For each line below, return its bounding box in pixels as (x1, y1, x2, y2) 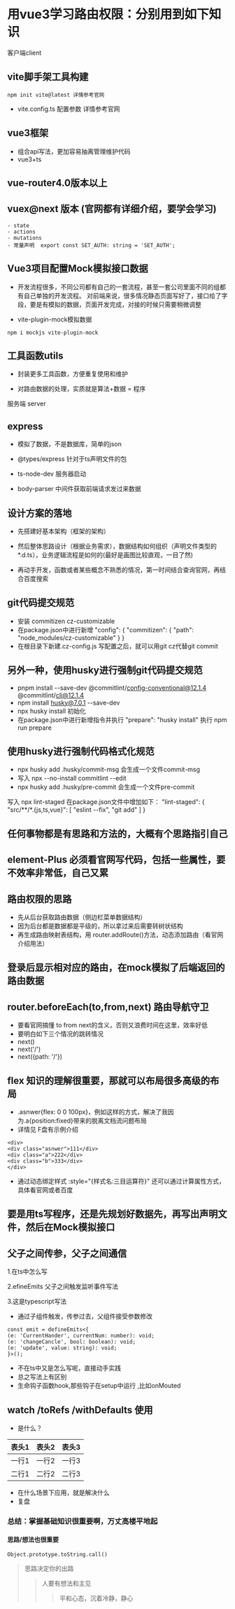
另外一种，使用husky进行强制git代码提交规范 (7, 665, 203, 676)
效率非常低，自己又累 (16, 867, 108, 879)
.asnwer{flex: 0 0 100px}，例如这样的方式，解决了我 (17, 1108, 168, 1116)
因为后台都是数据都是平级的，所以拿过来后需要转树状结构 (17, 922, 183, 930)
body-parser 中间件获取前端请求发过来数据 (17, 485, 141, 493)
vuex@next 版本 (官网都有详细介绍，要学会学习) (7, 203, 217, 215)
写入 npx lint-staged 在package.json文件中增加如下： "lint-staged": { (7, 798, 205, 806)
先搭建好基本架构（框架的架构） (17, 527, 110, 535)
